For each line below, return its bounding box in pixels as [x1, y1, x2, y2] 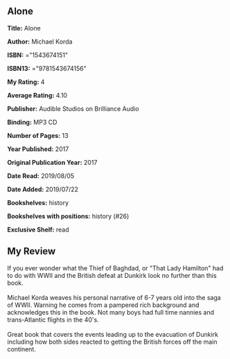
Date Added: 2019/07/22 [7, 185, 78, 193]
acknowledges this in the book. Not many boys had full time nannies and [7, 308, 215, 316]
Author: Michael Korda [7, 37, 73, 46]
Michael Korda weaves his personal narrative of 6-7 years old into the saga [7, 293, 222, 301]
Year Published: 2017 [7, 145, 69, 153]
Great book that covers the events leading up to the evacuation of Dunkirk [7, 330, 219, 338]
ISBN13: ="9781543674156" [7, 64, 87, 72]
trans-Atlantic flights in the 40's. [7, 315, 99, 324]
